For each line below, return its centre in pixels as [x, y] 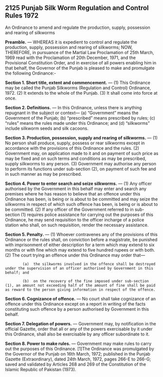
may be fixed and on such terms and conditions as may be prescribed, [76, 159]
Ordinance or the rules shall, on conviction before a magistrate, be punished [81, 239]
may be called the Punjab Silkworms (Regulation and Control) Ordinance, [78, 88]
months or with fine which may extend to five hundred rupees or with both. [80, 250]
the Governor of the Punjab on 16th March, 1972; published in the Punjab [78, 354]
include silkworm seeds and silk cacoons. [47, 128]
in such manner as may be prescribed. [44, 174]
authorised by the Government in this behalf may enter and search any [76, 188]
